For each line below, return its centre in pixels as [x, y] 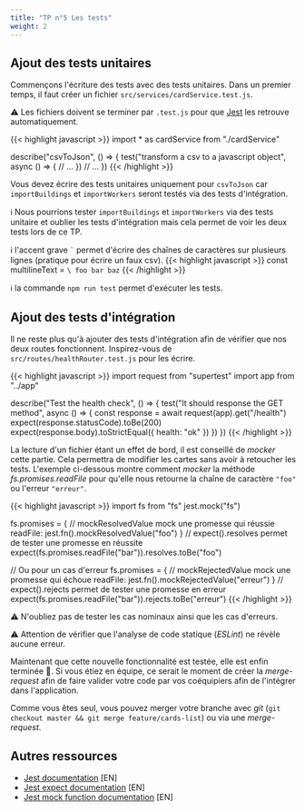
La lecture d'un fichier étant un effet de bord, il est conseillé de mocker [143, 450]
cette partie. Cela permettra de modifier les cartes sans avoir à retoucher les [153, 460]
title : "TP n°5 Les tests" [61, 18]
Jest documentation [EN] [70, 777]
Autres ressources [64, 756]
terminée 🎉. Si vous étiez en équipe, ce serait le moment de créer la [137, 671]
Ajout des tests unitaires [81, 63]
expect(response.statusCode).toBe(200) [86, 422]
